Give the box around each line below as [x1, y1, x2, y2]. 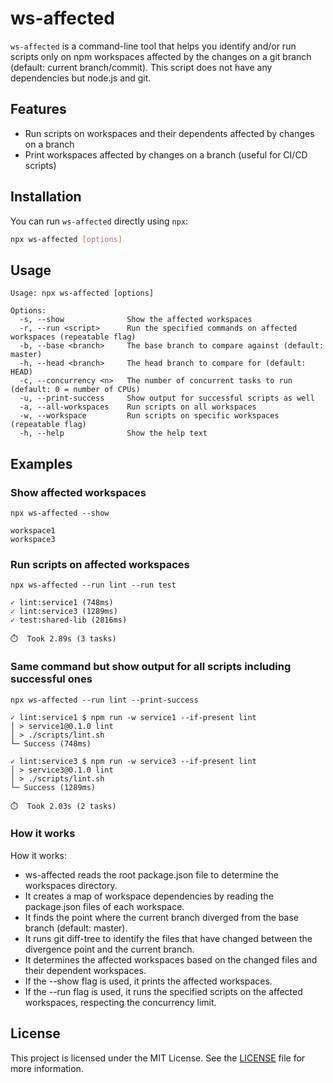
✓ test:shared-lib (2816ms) [10, 615, 128, 626]
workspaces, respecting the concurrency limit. [24, 996, 217, 1008]
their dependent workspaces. [24, 964, 147, 976]
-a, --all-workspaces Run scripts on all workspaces [19, 402, 257, 412]
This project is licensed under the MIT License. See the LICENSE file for [10, 1052, 306, 1064]
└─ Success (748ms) [10, 738, 92, 749]
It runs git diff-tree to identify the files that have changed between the [24, 932, 313, 944]
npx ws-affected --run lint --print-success [10, 695, 199, 705]
